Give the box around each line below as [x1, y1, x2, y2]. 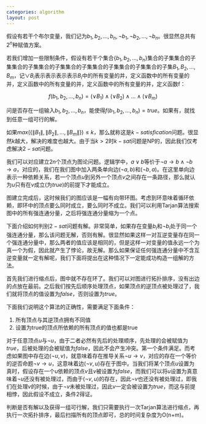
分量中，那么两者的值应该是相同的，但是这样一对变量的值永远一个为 [27, 238, 200, 246]
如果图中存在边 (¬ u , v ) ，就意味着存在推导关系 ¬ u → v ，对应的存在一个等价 [11, 352, 197, 359]
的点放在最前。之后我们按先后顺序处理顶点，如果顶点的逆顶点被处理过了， [6, 282, 194, 290]
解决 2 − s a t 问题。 [11, 145, 56, 152]
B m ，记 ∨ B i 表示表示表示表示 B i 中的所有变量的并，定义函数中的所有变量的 [6, 72, 190, 80]
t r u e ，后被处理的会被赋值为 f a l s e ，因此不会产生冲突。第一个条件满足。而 [6, 344, 190, 352]
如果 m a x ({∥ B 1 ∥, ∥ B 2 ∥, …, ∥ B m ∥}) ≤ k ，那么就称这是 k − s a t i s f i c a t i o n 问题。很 [6, 128, 194, 137]
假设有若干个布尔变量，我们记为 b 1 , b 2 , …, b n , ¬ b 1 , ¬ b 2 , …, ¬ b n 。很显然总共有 [6, 32, 196, 41]
